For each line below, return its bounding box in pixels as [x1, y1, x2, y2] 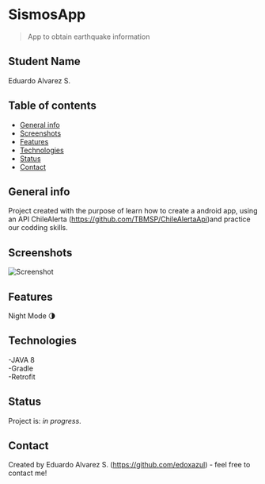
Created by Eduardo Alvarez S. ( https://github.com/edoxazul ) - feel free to [8, 460, 251, 470]
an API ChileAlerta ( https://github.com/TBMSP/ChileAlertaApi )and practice [8, 214, 251, 224]
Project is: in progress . [8, 416, 81, 425]
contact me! [8, 468, 47, 478]
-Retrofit [8, 371, 36, 382]
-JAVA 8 [8, 355, 36, 364]
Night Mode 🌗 [8, 311, 56, 321]
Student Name [8, 55, 81, 68]
